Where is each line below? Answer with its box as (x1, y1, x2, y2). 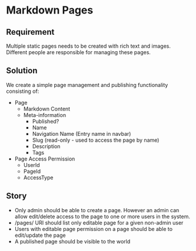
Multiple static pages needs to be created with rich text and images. (6, 42, 171, 49)
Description (32, 142, 61, 150)
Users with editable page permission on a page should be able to (14, 225, 172, 232)
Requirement (6, 27, 55, 37)
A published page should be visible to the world (14, 237, 131, 245)
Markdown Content (23, 105, 71, 112)
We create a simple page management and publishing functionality (6, 81, 168, 88)
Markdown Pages (6, 4, 94, 17)
